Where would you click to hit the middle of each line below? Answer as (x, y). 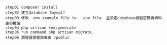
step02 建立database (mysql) (35, 13)
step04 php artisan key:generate (41, 28)
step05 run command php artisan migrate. (50, 32)
